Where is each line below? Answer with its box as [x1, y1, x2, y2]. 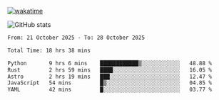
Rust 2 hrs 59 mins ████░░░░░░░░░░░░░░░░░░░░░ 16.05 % [7, 66, 213, 74]
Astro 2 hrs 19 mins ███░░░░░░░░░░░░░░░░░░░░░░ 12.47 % [7, 73, 213, 80]
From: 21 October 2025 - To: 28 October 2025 [7, 34, 145, 41]
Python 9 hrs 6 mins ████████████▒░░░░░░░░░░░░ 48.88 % [7, 60, 213, 67]
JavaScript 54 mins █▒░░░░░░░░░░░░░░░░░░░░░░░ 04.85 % [7, 79, 213, 87]
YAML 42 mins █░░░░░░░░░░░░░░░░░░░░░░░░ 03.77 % [7, 86, 213, 94]
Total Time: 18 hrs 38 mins [7, 47, 91, 54]
